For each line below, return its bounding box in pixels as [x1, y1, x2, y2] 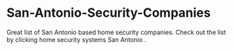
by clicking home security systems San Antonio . [6, 35, 146, 43]
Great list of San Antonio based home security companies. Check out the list [6, 28, 226, 36]
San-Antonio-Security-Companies [6, 5, 211, 21]
